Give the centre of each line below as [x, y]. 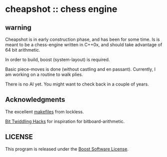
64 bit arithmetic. [23, 50]
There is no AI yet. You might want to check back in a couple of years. [77, 84]
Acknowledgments [35, 100]
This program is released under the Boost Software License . [67, 149]
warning [18, 28]
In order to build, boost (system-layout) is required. [58, 60]
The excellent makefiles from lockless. [45, 112]
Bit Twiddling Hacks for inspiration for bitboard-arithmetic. [65, 121]
